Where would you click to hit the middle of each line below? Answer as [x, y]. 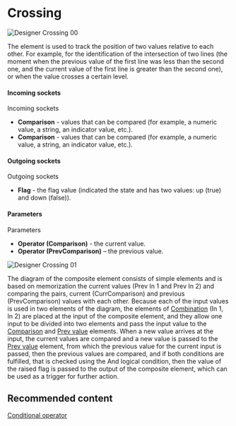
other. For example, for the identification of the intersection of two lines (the [118, 54]
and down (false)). [44, 198]
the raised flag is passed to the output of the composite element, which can [117, 369]
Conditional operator [37, 415]
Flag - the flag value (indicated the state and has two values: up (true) [119, 190]
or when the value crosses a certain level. [68, 76]
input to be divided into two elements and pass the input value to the [107, 323]
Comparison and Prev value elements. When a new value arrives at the [111, 331]
